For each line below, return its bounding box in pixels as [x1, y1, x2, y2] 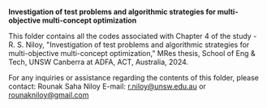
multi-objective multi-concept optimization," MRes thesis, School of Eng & [8, 49, 256, 58]
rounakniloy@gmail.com [8, 90, 89, 100]
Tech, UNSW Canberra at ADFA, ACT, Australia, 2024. [8, 57, 189, 67]
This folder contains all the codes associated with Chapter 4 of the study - [8, 32, 257, 41]
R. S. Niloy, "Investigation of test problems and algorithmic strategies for [8, 40, 250, 50]
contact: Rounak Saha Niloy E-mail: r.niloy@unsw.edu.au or [8, 81, 207, 91]
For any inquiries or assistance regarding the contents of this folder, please [8, 73, 260, 82]
